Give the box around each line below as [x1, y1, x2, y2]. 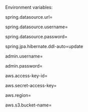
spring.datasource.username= [5, 24, 68, 30]
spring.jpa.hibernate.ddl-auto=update [5, 43, 83, 49]
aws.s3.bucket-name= [5, 102, 52, 108]
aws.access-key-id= [5, 73, 48, 79]
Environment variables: [5, 5, 53, 10]
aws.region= [5, 92, 31, 98]
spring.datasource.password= [5, 34, 68, 39]
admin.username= [5, 53, 43, 59]
